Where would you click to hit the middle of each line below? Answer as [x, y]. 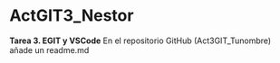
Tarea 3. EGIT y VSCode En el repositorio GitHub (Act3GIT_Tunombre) [140, 40]
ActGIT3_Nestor [72, 16]
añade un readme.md [49, 49]
